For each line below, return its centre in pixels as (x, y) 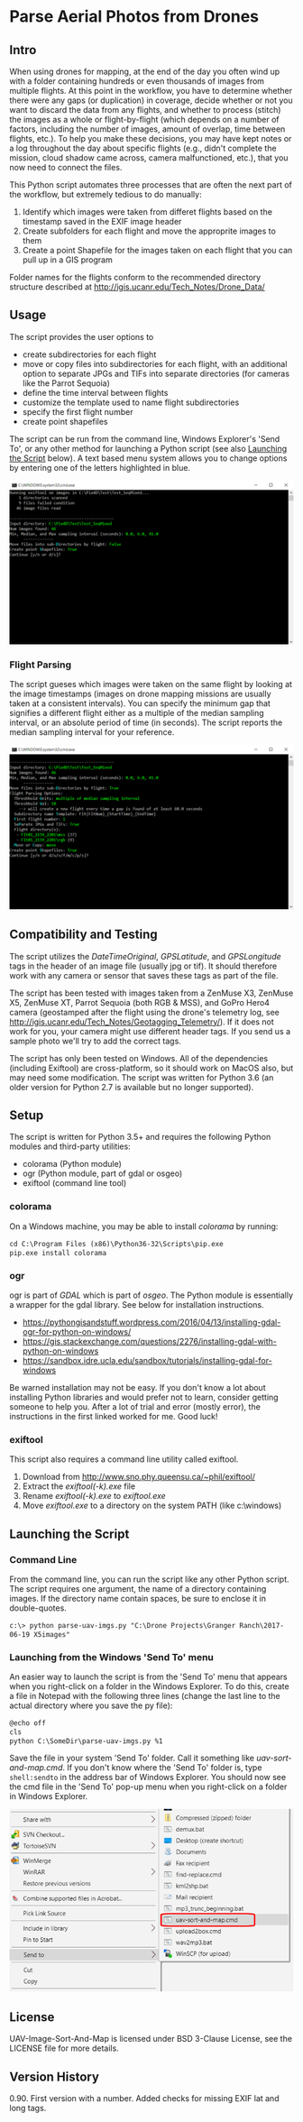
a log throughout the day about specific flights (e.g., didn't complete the (143, 148)
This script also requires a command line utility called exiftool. (124, 1459)
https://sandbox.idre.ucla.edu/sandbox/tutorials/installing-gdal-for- (147, 1361)
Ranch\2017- (262, 1626)
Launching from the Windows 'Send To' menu (112, 1657)
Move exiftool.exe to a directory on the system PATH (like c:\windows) (152, 1506)
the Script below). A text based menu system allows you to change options (148, 458)
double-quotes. (38, 1608)
